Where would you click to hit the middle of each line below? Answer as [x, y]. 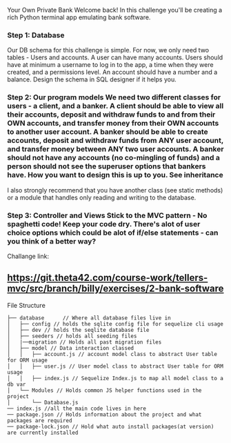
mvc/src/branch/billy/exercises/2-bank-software [115, 289]
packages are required [40, 420]
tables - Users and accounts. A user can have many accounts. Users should [115, 57]
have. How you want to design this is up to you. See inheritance [115, 175]
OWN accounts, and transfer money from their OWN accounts [113, 124]
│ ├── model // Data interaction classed [71, 348]
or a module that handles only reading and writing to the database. [102, 197]
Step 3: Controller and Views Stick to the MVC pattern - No [107, 215]
